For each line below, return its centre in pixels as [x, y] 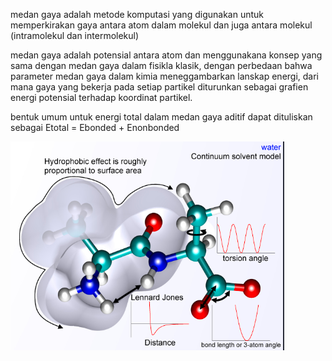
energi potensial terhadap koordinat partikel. [101, 97]
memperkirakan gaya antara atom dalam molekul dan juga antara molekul [161, 25]
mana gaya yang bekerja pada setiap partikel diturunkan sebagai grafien [159, 87]
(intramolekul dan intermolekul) [75, 35]
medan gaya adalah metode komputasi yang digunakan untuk [137, 14]
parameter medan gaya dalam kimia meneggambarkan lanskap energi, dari [165, 76]
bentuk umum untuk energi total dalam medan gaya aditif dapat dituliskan [161, 117]
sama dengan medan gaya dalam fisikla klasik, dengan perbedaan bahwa [161, 65]
